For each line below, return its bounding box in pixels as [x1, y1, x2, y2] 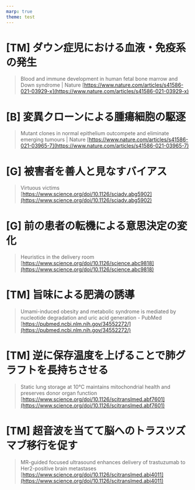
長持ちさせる [47, 364, 109, 377]
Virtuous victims [20, 184, 60, 191]
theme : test [6, 14, 35, 20]
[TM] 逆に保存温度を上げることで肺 [6, 349, 176, 362]
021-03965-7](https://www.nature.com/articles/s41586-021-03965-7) [20, 142, 189, 149]
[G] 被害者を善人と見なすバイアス [6, 165, 168, 178]
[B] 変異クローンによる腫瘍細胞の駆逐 [6, 110, 186, 124]
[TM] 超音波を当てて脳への [6, 424, 135, 438]
